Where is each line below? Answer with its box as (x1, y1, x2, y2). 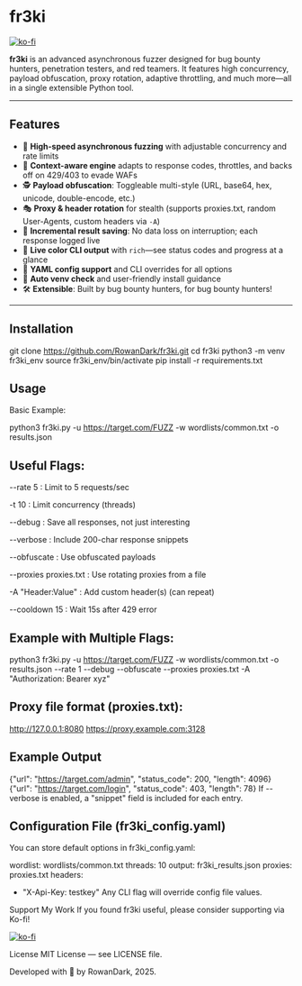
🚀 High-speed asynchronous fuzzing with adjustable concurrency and (22, 141, 288, 151)
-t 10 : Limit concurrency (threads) (9, 499, 137, 510)
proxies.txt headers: (9, 870, 84, 881)
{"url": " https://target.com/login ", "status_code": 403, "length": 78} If (9, 782, 264, 794)
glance (22, 254, 49, 265)
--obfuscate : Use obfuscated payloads (9, 552, 156, 562)
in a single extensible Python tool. (9, 82, 135, 93)
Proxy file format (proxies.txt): (9, 699, 183, 715)
